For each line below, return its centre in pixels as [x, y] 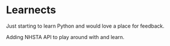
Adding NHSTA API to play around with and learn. [65, 37]
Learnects [31, 10]
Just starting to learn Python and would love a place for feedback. [85, 26]
